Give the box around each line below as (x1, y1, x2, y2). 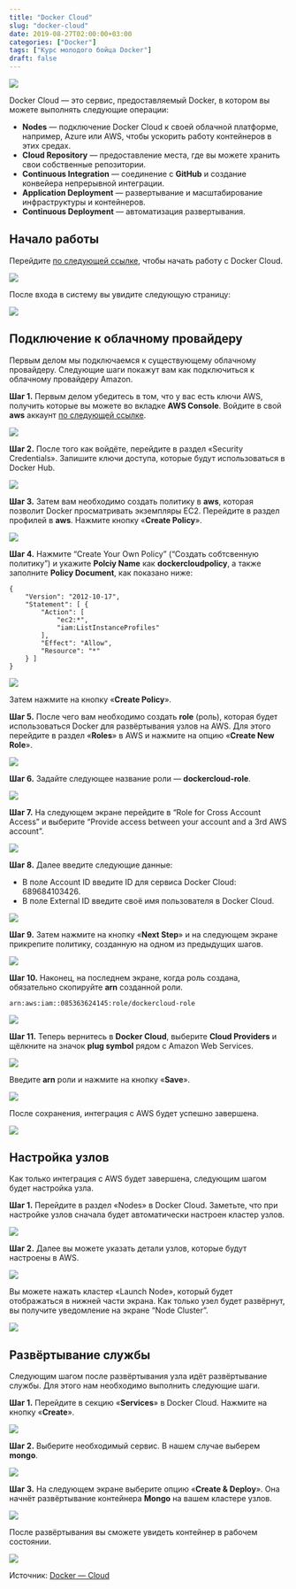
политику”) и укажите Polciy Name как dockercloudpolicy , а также (9, 558, 262, 568)
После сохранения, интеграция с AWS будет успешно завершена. (9, 1107, 259, 1118)
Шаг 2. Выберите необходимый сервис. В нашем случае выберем (9, 1440, 261, 1452)
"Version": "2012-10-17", (25, 592, 121, 601)
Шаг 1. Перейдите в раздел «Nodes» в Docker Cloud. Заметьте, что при (9, 1200, 278, 1211)
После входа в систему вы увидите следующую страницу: (9, 289, 231, 299)
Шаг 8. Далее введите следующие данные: (9, 860, 173, 870)
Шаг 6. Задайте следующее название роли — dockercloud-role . (9, 773, 252, 783)
